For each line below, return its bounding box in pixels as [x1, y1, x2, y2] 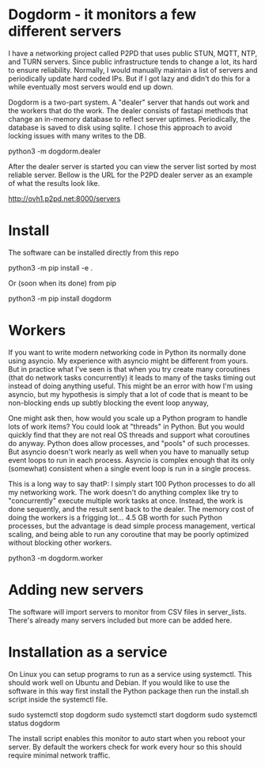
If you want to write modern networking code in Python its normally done [8, 347, 247, 357]
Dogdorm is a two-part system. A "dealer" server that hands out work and [8, 97, 250, 107]
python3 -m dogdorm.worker [8, 553, 104, 562]
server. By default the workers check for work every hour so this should [8, 742, 243, 751]
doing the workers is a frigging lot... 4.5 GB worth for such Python [8, 513, 223, 522]
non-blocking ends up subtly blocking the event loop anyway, [8, 398, 210, 407]
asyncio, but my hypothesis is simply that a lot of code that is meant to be [8, 389, 248, 399]
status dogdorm [8, 718, 61, 728]
